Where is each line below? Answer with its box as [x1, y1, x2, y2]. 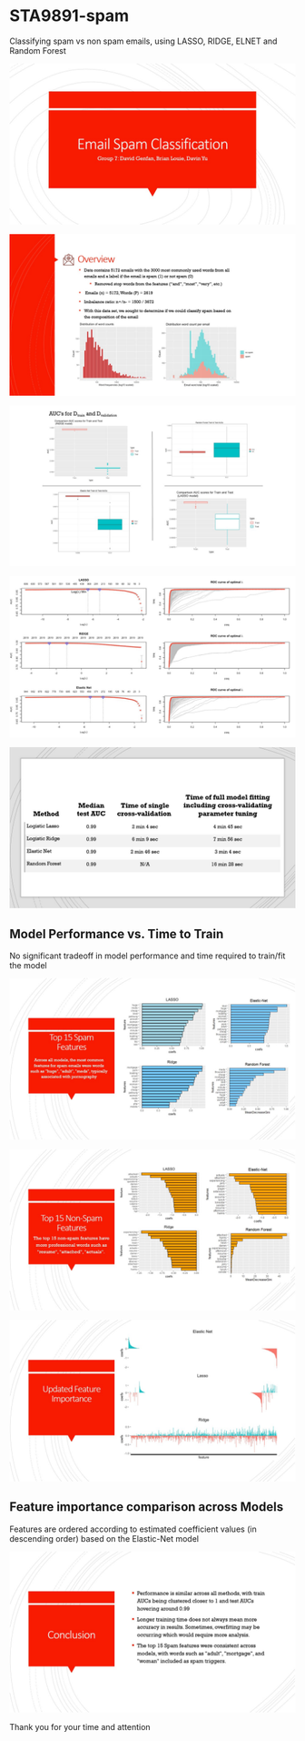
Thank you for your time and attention [9, 1722, 152, 1733]
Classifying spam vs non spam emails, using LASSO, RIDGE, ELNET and [9, 35, 278, 46]
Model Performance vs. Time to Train [9, 926, 224, 942]
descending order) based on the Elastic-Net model [9, 1533, 200, 1544]
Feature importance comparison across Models [9, 1499, 284, 1515]
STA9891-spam [9, 5, 130, 26]
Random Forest [9, 45, 66, 56]
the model [9, 960, 47, 971]
